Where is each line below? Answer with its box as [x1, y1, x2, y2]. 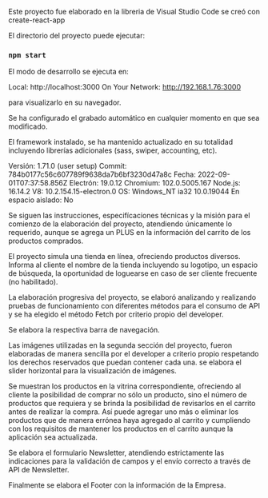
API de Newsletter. [8, 465, 70, 475]
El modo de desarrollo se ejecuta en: [8, 67, 130, 77]
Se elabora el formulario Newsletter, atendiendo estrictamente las [8, 448, 225, 458]
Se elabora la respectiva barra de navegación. [8, 325, 160, 335]
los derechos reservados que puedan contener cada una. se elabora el [8, 357, 242, 367]
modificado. [8, 122, 48, 131]
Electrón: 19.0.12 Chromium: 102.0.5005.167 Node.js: [69, 178, 242, 188]
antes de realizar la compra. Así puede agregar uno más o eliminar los [8, 407, 239, 416]
